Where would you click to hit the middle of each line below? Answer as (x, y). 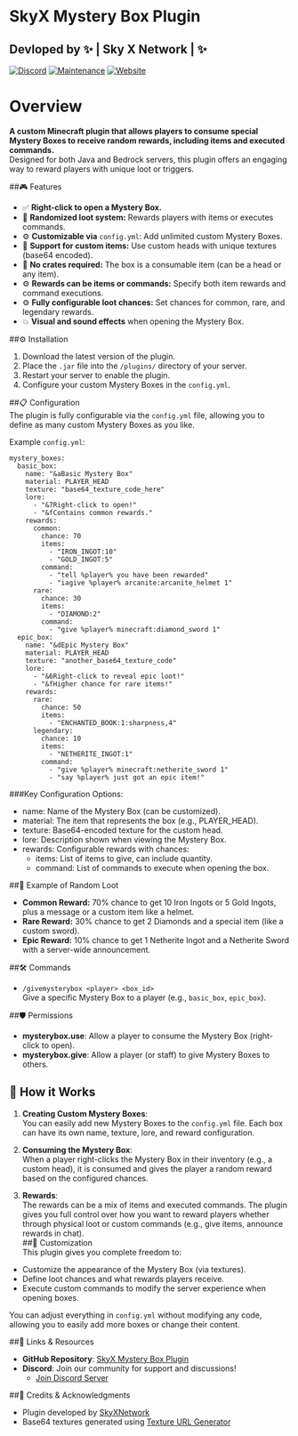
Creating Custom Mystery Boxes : (85, 1113)
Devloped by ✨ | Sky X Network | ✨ (108, 49)
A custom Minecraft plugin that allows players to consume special (134, 131)
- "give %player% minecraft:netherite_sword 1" (138, 770)
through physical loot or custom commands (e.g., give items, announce (153, 1223)
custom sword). (51, 931)
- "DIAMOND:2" (75, 614)
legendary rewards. (58, 311)
